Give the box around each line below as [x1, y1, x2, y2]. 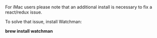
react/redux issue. [5, 9, 43, 15]
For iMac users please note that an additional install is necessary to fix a [5, 4, 153, 10]
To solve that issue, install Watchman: [5, 19, 82, 24]
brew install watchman [5, 28, 53, 34]
